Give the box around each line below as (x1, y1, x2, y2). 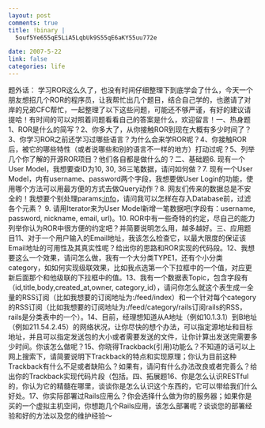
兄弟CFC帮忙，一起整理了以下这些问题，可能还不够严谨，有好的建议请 (21, 104, 252, 115)
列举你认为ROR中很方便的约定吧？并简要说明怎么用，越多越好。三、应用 (8, 223, 244, 233)
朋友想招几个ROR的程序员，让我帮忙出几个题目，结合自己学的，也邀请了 (8, 95, 244, 104)
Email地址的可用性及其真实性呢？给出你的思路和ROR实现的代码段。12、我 (8, 242, 248, 253)
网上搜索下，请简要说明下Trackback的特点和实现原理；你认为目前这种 (8, 351, 237, 361)
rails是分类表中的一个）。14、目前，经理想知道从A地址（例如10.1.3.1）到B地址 (8, 312, 258, 321)
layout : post (8, 11, 51, 20)
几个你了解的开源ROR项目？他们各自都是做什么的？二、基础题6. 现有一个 (8, 154, 245, 163)
